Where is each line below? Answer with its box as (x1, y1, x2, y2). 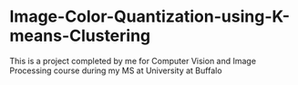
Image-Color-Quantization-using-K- (9, 6, 290, 27)
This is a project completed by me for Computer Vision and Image (9, 55, 257, 66)
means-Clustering (9, 25, 151, 46)
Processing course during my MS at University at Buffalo (9, 65, 222, 76)
